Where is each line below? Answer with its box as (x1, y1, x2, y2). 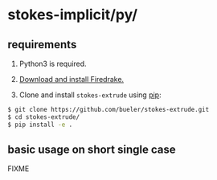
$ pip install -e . (7, 121, 73, 129)
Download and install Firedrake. (18, 75, 125, 84)
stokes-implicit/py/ (7, 6, 138, 24)
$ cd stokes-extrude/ (7, 112, 80, 121)
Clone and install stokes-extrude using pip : (18, 90, 162, 100)
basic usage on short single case (7, 143, 176, 157)
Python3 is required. (18, 59, 87, 68)
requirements (7, 38, 77, 51)
